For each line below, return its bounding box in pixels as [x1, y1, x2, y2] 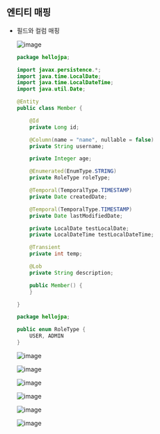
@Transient [29, 244, 61, 251]
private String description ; [29, 269, 114, 276]
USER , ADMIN [29, 332, 64, 339]
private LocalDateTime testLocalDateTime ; [29, 232, 154, 239]
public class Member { [16, 105, 83, 112]
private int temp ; [29, 250, 83, 257]
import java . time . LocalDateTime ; [16, 79, 114, 86]
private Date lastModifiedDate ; [29, 212, 123, 219]
